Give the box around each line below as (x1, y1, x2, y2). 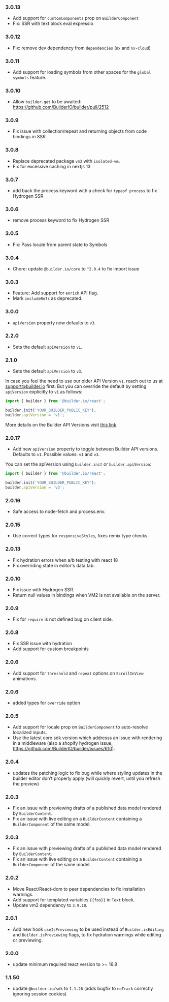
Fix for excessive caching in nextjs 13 (12, 163, 91, 169)
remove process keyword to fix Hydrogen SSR (12, 217, 110, 223)
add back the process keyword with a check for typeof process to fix (12, 188, 157, 194)
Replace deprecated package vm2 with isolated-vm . (12, 158, 120, 164)
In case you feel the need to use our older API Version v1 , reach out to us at (5, 378, 163, 384)
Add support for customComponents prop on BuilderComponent (12, 15, 139, 21)
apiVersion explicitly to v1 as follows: (5, 389, 83, 395)
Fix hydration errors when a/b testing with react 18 (12, 557, 118, 563)
